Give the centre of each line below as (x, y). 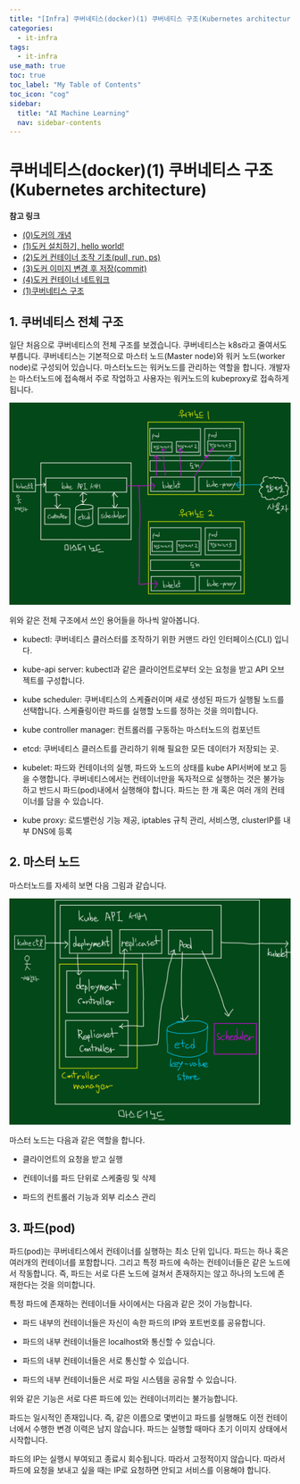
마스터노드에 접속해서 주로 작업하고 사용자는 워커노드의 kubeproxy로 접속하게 (154, 378)
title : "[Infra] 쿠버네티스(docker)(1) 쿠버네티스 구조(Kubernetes (126, 19)
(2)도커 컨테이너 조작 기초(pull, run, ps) (91, 257)
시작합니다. (29, 1439)
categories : (31, 28)
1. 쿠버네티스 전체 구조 (67, 322)
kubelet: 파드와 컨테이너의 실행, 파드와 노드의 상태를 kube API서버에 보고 (150, 767)
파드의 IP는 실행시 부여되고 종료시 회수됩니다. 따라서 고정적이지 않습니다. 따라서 (147, 1459)
